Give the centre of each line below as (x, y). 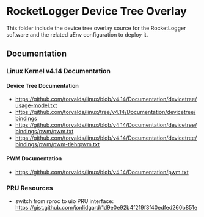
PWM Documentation (34, 158)
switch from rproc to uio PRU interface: (64, 201)
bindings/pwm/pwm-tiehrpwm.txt (57, 144)
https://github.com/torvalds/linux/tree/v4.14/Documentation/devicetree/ (105, 112)
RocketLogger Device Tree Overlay (97, 11)
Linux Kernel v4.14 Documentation (59, 71)
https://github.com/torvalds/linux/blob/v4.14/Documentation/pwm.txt (102, 172)
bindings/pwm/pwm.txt (44, 132)
